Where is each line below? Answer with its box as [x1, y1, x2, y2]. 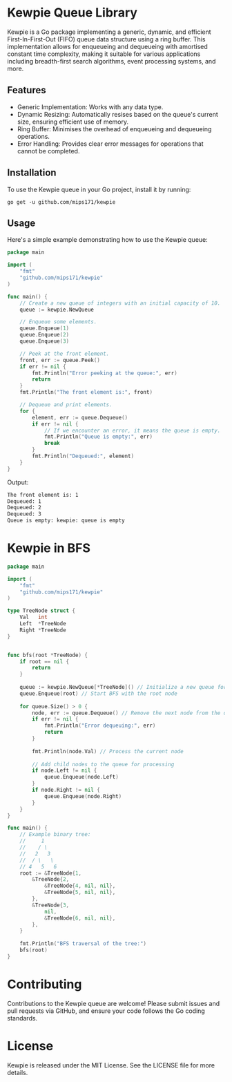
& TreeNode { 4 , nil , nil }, [43, 882, 116, 889]
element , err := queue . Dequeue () [32, 414, 128, 421]
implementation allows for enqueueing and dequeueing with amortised [7, 42, 209, 50]
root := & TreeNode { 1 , [19, 869, 81, 877]
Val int [19, 614, 48, 621]
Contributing [7, 976, 82, 992]
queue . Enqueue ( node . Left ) [43, 774, 119, 781]
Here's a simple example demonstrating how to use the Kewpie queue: [7, 236, 209, 244]
